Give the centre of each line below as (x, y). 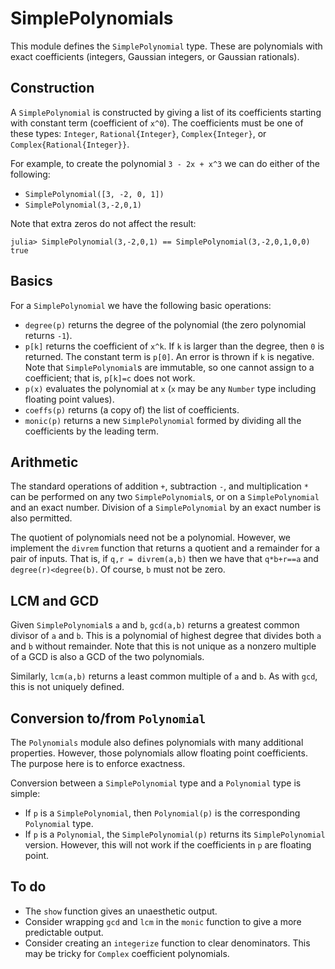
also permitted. (41, 518)
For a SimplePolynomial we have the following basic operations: (141, 305)
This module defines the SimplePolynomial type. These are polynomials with (166, 46)
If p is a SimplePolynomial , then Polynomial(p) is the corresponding (162, 813)
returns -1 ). (48, 335)
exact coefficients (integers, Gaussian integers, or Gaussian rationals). (155, 56)
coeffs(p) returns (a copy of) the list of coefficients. (132, 409)
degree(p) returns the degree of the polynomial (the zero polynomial (165, 324)
